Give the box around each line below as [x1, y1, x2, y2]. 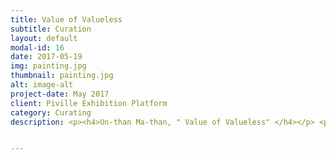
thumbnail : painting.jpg [10, 71, 114, 81]
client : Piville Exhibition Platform [10, 98, 168, 108]
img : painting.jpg [10, 61, 87, 71]
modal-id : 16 [10, 42, 65, 53]
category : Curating [10, 107, 92, 118]
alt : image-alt [10, 80, 74, 90]
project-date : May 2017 [10, 89, 110, 99]
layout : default [10, 33, 78, 43]
